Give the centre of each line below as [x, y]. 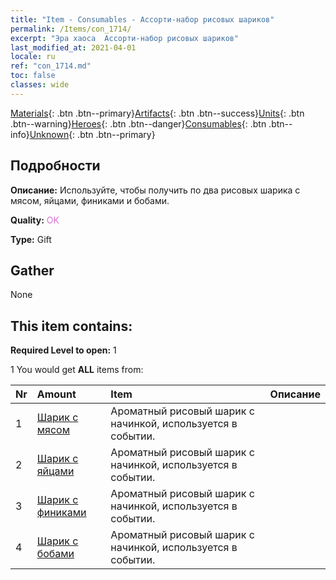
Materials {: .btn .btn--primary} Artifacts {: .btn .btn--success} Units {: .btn [157, 113]
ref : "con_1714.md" [51, 66]
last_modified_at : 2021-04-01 [73, 47]
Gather [32, 270]
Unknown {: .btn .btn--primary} [92, 134]
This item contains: [71, 326]
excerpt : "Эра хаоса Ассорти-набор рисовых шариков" [125, 38]
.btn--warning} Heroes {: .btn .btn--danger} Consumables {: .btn [138, 123]
